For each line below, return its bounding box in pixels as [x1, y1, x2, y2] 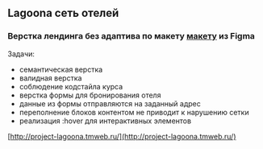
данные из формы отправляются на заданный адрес [19, 98, 201, 108]
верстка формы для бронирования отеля [19, 90, 161, 100]
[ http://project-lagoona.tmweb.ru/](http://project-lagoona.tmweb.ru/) [7, 131, 236, 141]
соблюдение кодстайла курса [19, 81, 123, 91]
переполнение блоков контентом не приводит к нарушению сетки [19, 107, 249, 117]
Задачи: [7, 48, 35, 59]
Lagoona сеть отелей [7, 6, 119, 20]
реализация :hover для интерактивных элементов [19, 116, 191, 126]
